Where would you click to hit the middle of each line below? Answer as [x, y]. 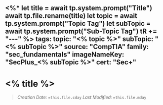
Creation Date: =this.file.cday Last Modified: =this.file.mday [82, 97]
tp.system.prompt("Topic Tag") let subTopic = [78, 24]
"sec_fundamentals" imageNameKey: [65, 55]
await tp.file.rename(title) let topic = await [71, 16]
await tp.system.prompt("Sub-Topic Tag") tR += [81, 31]
